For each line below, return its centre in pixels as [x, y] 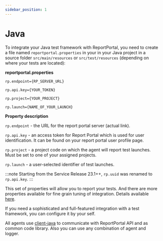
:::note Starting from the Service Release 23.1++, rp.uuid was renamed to [79, 174]
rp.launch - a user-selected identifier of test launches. [60, 164]
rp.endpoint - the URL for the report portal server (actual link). [68, 126]
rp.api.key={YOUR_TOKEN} [30, 90]
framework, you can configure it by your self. [50, 214]
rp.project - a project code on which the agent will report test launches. [78, 150]
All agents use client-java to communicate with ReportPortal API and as [77, 223]
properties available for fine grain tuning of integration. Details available [77, 194]
